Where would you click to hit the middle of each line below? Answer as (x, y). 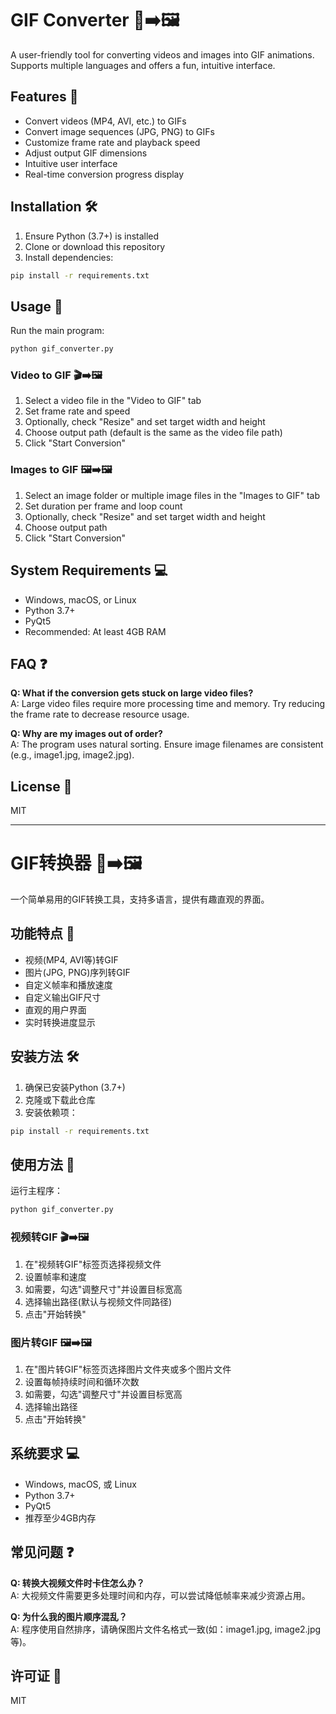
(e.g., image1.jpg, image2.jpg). (72, 755)
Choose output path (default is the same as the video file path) (153, 433)
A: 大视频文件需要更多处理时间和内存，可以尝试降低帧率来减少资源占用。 (160, 1595)
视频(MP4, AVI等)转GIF (71, 959)
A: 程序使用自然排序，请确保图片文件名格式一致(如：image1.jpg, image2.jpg (166, 1629)
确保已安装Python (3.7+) (75, 1087)
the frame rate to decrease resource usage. (100, 714)
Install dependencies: (69, 257)
